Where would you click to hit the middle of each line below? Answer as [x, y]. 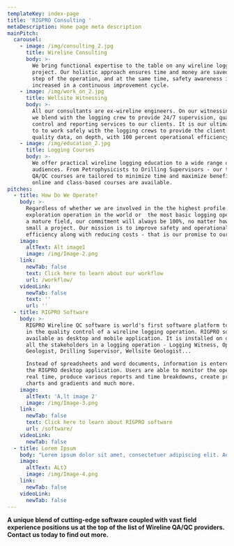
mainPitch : [23, 33]
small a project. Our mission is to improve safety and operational [127, 228]
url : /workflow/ [49, 280]
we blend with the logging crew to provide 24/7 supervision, [124, 117]
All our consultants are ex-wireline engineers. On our [115, 111]
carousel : [28, 40]
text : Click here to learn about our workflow [94, 273]
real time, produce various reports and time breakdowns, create [122, 377]
